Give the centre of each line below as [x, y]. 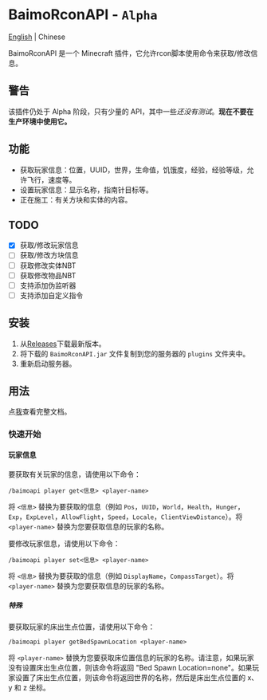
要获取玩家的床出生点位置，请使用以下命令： [82, 627]
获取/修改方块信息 [49, 255]
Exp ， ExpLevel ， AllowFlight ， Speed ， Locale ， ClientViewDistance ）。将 [126, 517]
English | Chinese [37, 37]
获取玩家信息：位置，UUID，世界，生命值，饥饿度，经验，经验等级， [133, 170]
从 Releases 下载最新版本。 [63, 344]
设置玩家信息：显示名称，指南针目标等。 [86, 190]
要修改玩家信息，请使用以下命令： [64, 543]
